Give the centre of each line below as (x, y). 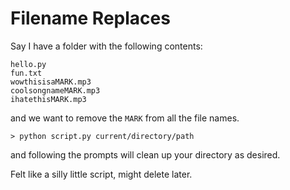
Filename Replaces (90, 18)
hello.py (28, 64)
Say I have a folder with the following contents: (106, 46)
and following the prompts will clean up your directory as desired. (145, 154)
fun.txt (26, 73)
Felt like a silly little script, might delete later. (101, 174)
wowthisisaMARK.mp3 (51, 82)
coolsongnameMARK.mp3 (55, 90)
